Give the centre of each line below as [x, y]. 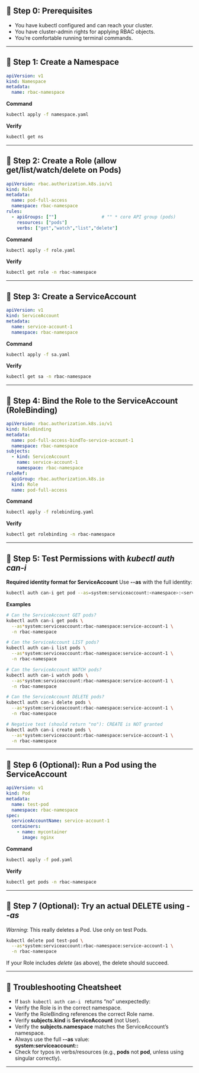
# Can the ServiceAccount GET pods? [51, 615]
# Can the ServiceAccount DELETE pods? [55, 697]
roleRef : [17, 473]
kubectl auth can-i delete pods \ [49, 702]
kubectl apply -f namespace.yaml [47, 115]
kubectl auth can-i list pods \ [46, 648]
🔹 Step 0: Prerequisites [49, 11]
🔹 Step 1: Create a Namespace [63, 62]
